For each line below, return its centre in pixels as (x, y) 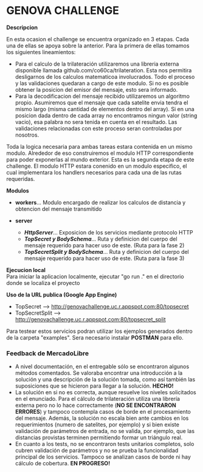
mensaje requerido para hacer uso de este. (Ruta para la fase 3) (104, 258)
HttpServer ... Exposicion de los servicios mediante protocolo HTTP (108, 232)
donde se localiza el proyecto (43, 282)
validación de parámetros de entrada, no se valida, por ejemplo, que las (105, 431)
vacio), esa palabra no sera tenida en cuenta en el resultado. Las (96, 121)
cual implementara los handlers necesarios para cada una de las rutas (94, 172)
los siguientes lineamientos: (41, 52)
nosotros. (27, 135)
